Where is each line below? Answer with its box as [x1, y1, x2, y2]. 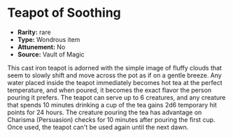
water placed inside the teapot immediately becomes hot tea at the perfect [7, 78, 223, 86]
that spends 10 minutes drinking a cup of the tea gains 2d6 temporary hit [7, 100, 217, 109]
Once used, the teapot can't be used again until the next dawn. [7, 123, 189, 131]
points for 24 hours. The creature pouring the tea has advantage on [7, 108, 202, 116]
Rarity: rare [17, 28, 51, 36]
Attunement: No [17, 43, 66, 51]
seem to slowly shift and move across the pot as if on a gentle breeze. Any [7, 71, 222, 79]
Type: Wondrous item [17, 35, 80, 43]
